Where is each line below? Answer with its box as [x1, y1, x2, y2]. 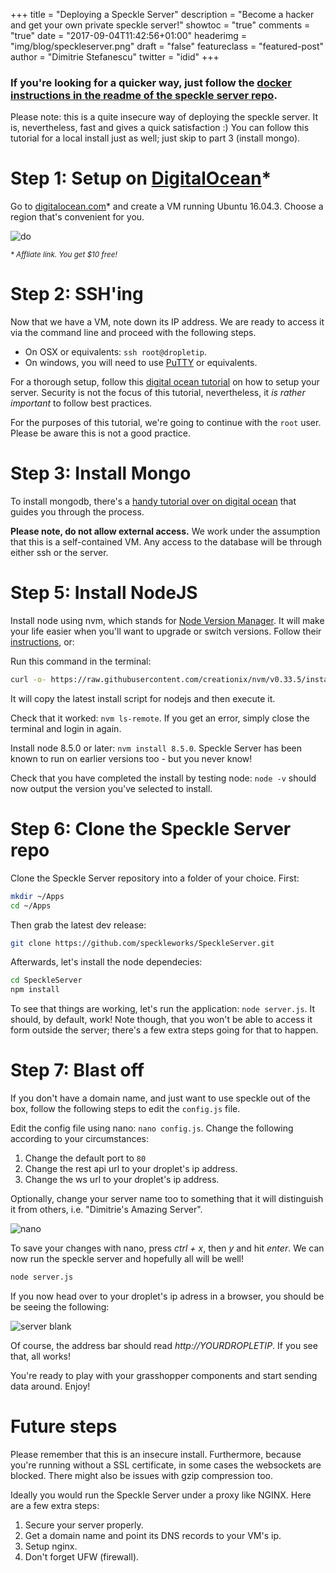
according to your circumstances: [10, 1133, 150, 1145]
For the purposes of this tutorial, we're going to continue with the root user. [10, 417, 322, 429]
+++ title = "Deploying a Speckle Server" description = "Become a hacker [10, 9, 315, 20]
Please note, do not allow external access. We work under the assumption [10, 525, 321, 538]
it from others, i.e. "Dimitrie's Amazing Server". [10, 1204, 203, 1216]
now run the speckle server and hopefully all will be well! [10, 1253, 244, 1265]
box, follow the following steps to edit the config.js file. [10, 1103, 241, 1115]
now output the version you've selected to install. [10, 782, 213, 794]
